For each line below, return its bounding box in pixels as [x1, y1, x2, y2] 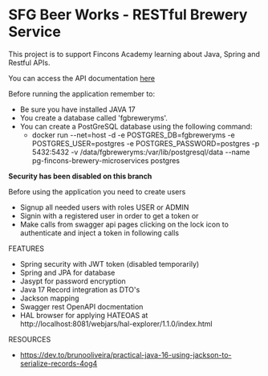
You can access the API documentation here [8, 73, 155, 83]
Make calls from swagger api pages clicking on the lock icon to [19, 219, 229, 229]
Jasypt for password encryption [19, 276, 126, 286]
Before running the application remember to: [8, 88, 155, 98]
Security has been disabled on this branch [8, 171, 152, 181]
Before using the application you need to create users [8, 186, 186, 196]
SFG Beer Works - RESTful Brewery [8, 6, 248, 24]
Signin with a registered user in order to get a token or [19, 210, 199, 220]
